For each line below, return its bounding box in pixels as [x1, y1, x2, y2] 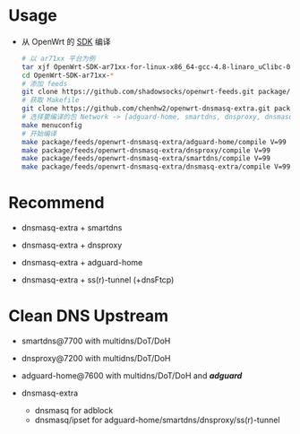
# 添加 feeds [21, 79, 68, 88]
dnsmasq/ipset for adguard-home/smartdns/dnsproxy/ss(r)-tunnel [34, 414, 280, 426]
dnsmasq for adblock [34, 405, 114, 416]
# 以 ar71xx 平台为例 [21, 54, 96, 63]
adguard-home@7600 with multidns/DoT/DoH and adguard [21, 370, 243, 381]
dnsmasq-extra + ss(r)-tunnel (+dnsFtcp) [21, 274, 175, 285]
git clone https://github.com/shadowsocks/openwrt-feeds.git [21, 87, 255, 97]
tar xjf [21, 62, 50, 72]
